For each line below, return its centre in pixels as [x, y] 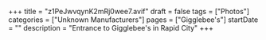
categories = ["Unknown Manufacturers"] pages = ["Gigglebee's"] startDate [133, 20]
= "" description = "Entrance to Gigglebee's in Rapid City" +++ [111, 28]
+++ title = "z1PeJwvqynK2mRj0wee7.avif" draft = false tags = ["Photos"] [129, 11]
